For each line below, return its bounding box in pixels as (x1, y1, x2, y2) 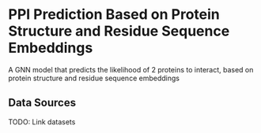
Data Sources (8, 96, 77, 109)
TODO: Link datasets (8, 116, 76, 127)
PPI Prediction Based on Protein (8, 6, 220, 24)
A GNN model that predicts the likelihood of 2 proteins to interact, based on (8, 65, 254, 74)
